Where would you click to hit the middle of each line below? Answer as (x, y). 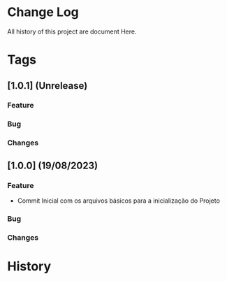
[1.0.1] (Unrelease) (47, 86)
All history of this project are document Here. (72, 31)
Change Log (43, 12)
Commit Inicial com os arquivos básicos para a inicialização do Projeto (118, 201)
